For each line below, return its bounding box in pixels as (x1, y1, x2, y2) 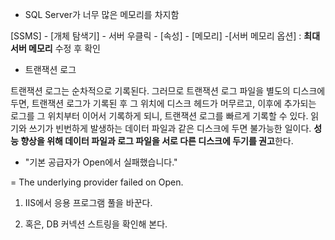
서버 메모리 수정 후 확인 (10, 43, 101, 54)
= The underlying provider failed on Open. (10, 176, 184, 188)
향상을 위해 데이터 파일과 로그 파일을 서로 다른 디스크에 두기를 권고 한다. (20, 135, 294, 147)
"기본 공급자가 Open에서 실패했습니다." (24, 156, 178, 168)
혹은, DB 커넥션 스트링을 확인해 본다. (24, 218, 168, 230)
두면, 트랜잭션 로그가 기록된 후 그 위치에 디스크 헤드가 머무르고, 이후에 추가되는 (10, 98, 317, 109)
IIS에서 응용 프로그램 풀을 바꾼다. (24, 197, 153, 208)
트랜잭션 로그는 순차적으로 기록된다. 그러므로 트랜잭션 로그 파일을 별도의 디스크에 (10, 85, 326, 97)
